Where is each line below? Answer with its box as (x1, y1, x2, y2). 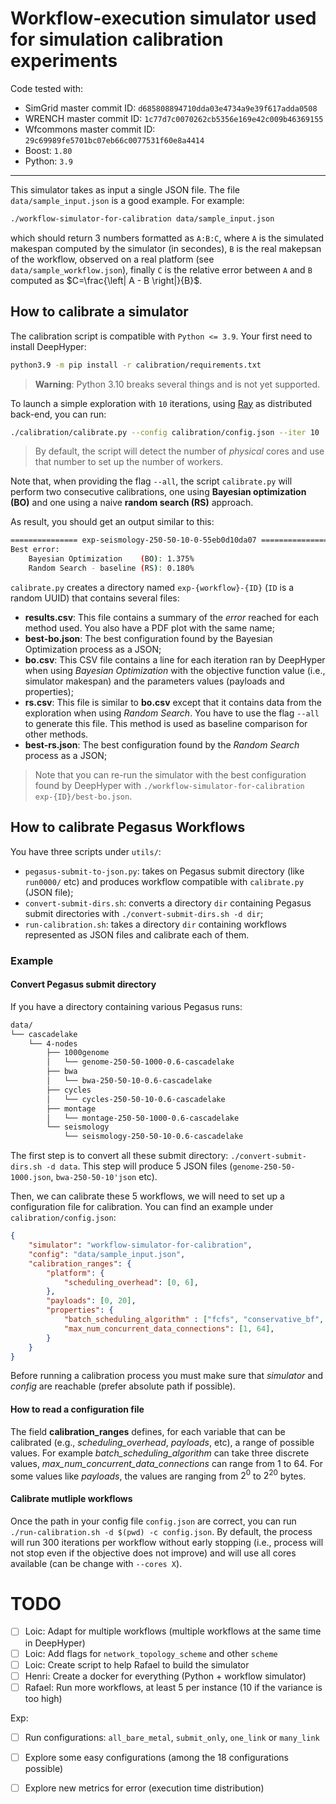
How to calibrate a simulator (10, 303, 189, 321)
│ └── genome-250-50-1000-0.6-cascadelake (46, 1057, 235, 1067)
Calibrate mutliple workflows (10, 1492, 133, 1504)
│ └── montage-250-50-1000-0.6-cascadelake (46, 1113, 240, 1123)
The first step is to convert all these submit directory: (10, 1150, 229, 1162)
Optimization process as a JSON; (24, 643, 162, 655)
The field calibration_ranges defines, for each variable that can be (10, 1425, 286, 1437)
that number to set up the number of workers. (34, 456, 223, 468)
